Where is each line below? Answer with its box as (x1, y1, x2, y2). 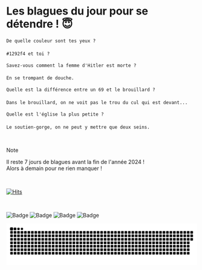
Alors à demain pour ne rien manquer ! (6, 165, 102, 172)
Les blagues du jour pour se (6, 4, 149, 18)
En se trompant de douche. (6, 75, 74, 81)
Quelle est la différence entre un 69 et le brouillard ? (6, 87, 155, 93)
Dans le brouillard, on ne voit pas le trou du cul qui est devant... (6, 99, 188, 105)
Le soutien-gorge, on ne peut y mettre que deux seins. (6, 124, 150, 130)
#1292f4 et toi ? (6, 50, 50, 57)
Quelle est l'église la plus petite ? (6, 111, 104, 117)
